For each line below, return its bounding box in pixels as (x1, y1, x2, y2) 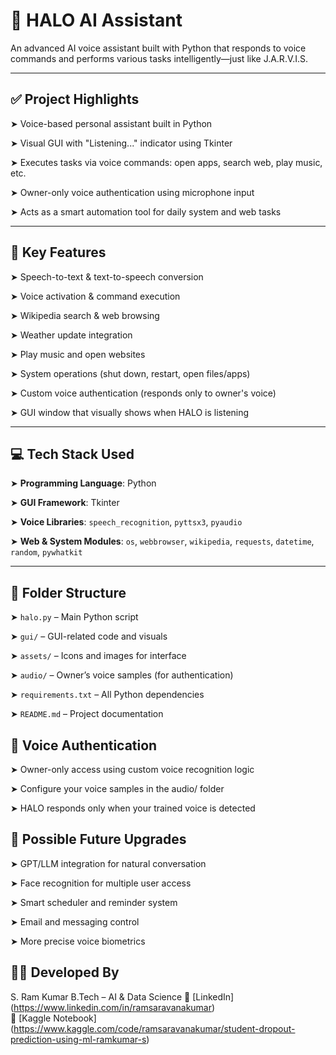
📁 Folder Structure (10, 584, 127, 601)
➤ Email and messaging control (10, 915, 140, 928)
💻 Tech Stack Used (10, 445, 135, 463)
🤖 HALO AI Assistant (10, 9, 183, 32)
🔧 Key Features (10, 244, 107, 261)
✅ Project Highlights (10, 91, 140, 108)
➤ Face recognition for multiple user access (10, 877, 192, 889)
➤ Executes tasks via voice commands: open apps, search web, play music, (10, 156, 323, 168)
